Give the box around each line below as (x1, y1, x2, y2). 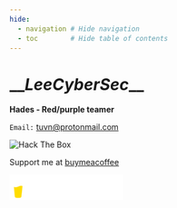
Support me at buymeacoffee (9, 157, 120, 168)
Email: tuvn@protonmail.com (9, 122, 120, 133)
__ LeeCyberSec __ (9, 74, 144, 94)
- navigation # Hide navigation (17, 24, 141, 34)
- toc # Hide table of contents (17, 34, 169, 43)
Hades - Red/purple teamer (9, 104, 115, 115)
